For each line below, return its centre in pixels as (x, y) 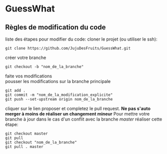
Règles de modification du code (55, 27)
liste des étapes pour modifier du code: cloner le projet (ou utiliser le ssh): (81, 39)
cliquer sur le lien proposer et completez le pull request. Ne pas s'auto (78, 108)
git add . (15, 90)
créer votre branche (26, 57)
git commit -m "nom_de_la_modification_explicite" (59, 95)
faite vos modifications (29, 76)
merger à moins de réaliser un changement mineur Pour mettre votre (77, 114)
